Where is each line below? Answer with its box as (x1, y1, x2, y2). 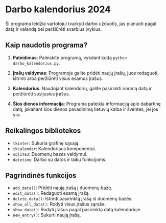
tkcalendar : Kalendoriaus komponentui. (12, 145, 96, 152)
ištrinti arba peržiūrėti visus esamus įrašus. (12, 75, 103, 82)
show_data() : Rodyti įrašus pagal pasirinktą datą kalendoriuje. (12, 207, 142, 213)
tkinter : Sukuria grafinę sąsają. (12, 140, 80, 146)
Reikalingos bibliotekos (5, 127, 81, 135)
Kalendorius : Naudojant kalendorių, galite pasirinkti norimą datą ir (12, 85, 152, 91)
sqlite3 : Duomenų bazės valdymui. (12, 151, 88, 157)
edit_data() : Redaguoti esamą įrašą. (12, 190, 90, 196)
